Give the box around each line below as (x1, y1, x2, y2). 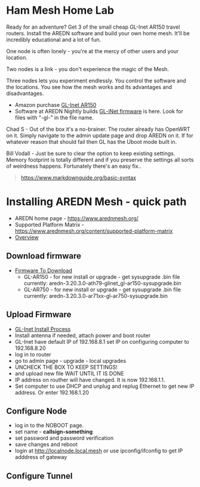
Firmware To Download (14, 267, 73, 274)
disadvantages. (6, 90, 44, 97)
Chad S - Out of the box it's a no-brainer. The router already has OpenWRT (6, 125, 190, 132)
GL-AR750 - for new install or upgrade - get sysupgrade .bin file (23, 286, 181, 293)
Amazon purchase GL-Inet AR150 (14, 101, 97, 108)
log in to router (14, 350, 52, 358)
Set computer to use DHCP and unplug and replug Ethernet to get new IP (14, 383, 195, 390)
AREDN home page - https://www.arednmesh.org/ (14, 214, 139, 221)
